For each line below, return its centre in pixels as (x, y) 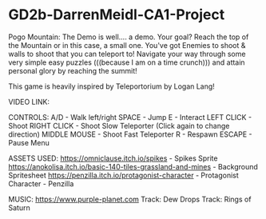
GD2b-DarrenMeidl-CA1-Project (117, 15)
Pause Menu (29, 142)
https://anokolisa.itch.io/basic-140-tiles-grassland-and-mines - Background (133, 166)
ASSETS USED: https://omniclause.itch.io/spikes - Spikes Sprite (113, 158)
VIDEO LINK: (29, 102)
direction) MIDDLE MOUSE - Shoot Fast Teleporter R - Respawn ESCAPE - (131, 134)
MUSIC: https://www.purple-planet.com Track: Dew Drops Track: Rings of (130, 199)
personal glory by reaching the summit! (73, 70)
